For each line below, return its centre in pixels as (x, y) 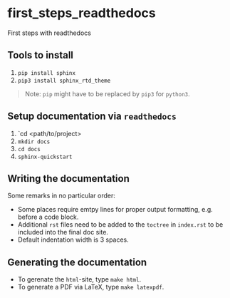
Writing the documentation (69, 179)
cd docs (29, 149)
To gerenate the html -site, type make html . (79, 279)
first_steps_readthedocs (82, 13)
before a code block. (48, 217)
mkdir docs (34, 142)
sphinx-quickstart (45, 157)
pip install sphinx (47, 73)
